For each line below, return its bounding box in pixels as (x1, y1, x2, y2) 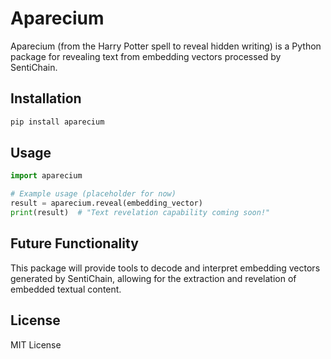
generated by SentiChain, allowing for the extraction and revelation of (10, 272, 297, 284)
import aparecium (10, 171, 83, 181)
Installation (10, 90, 82, 107)
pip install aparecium (10, 117, 105, 127)
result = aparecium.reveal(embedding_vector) (10, 198, 203, 209)
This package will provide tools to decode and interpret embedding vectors (10, 262, 321, 274)
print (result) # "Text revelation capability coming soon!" (10, 208, 271, 218)
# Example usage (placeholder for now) (10, 189, 177, 199)
